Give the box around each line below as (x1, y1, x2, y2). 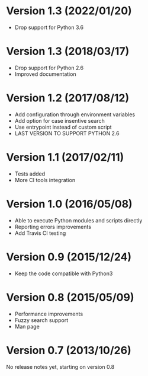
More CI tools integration (14, 176, 76, 183)
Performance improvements (14, 310, 83, 317)
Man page (14, 323, 40, 330)
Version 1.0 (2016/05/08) (6, 197, 133, 211)
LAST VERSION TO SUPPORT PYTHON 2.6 (14, 129, 120, 137)
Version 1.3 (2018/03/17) (6, 44, 130, 58)
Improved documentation (14, 70, 76, 78)
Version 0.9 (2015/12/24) (6, 250, 132, 263)
